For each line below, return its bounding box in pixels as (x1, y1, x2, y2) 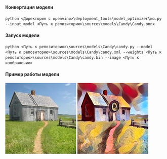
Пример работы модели (5, 71, 60, 77)
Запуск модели (5, 32, 39, 38)
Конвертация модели (5, 4, 53, 10)
